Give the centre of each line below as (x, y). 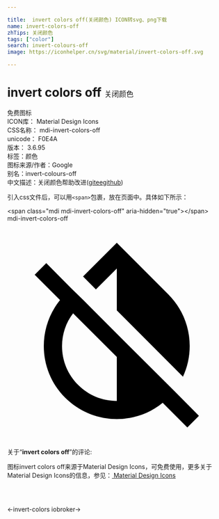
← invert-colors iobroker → (44, 509)
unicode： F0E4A (32, 138)
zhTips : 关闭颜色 (30, 33)
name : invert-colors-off (43, 26)
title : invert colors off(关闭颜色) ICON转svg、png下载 (87, 19)
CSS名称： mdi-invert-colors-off (54, 130)
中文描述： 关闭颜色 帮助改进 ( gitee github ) (65, 182)
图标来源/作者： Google (40, 165)
